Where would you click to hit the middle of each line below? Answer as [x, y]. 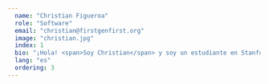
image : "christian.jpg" [54, 38]
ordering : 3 [35, 68]
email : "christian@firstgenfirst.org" [80, 30]
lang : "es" [33, 61]
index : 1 [29, 46]
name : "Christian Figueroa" [62, 16]
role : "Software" [44, 23]
